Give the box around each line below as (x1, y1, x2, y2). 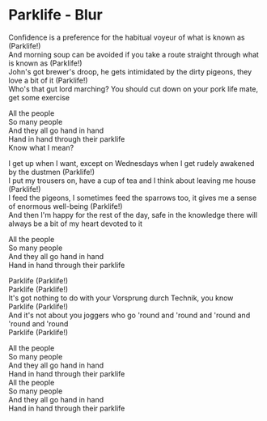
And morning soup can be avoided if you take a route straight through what (8, 49, 259, 59)
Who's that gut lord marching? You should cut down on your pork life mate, (8, 83, 259, 94)
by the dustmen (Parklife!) (8, 167, 95, 176)
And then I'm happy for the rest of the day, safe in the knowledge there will (8, 210, 257, 219)
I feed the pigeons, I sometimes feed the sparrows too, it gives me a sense (8, 193, 257, 202)
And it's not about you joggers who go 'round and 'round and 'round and (8, 310, 251, 320)
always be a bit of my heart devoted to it (8, 219, 143, 228)
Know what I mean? (8, 142, 74, 152)
